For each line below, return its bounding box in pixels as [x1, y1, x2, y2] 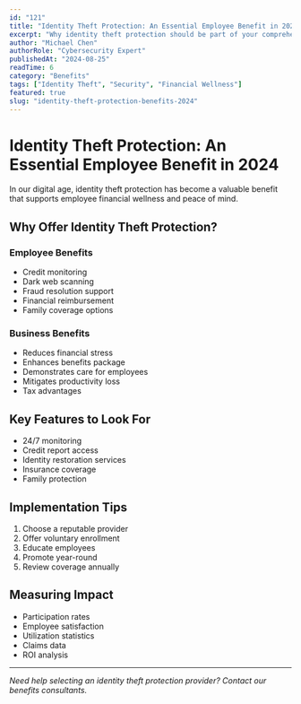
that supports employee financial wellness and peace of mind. [9, 194, 239, 204]
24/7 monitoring [21, 436, 82, 447]
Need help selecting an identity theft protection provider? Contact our [9, 674, 267, 686]
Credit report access [21, 445, 99, 456]
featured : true [9, 88, 66, 97]
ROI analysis [21, 649, 69, 660]
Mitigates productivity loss [21, 376, 121, 387]
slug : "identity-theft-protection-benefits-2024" [9, 96, 199, 106]
